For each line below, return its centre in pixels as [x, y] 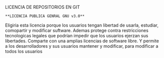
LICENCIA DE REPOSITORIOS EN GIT [43, 7]
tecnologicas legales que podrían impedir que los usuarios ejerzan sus [77, 36]
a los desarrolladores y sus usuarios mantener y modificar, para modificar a [82, 46]
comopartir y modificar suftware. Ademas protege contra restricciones [77, 30]
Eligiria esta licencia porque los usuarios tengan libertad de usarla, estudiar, [82, 25]
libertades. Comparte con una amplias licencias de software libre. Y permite [82, 41]
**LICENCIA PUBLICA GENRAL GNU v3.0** [45, 16]
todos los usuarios [24, 51]
